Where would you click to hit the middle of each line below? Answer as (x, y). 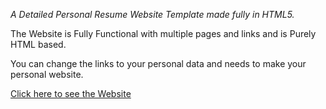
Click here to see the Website (71, 93)
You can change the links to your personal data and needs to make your (158, 63)
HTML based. (38, 44)
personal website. (47, 74)
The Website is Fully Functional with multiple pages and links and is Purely (163, 33)
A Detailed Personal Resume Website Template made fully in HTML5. (152, 14)
